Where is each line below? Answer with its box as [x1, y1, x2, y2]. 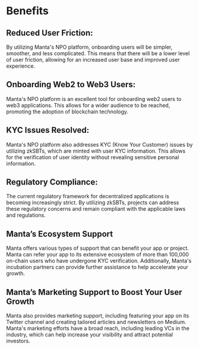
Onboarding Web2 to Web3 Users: [6, 80, 136, 90]
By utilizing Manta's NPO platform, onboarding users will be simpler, [6, 43, 173, 50]
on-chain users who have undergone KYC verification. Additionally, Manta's [6, 257, 192, 265]
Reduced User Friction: [6, 28, 93, 38]
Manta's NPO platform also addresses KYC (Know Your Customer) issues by [6, 141, 193, 148]
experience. [6, 62, 36, 69]
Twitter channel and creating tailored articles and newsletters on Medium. [6, 319, 187, 326]
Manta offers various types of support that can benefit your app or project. [6, 245, 189, 252]
